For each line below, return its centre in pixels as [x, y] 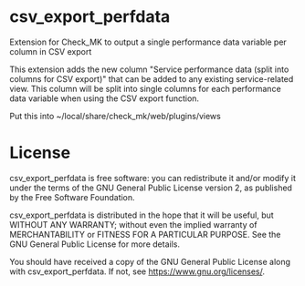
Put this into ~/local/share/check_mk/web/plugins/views [115, 116]
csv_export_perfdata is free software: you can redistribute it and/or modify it [153, 178]
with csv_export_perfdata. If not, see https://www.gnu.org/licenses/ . [137, 271]
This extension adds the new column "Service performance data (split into [149, 69]
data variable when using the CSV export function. [104, 98]
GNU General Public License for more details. [95, 244]
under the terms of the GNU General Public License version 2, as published [151, 188]
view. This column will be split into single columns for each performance [145, 88]
